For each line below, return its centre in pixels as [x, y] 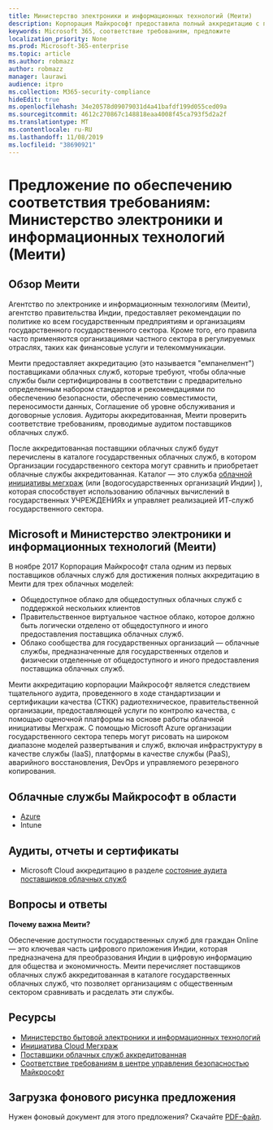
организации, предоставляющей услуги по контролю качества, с [122, 710]
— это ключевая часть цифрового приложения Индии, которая [118, 948]
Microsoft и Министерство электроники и [120, 534]
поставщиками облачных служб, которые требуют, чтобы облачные [127, 372]
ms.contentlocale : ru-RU [50, 130]
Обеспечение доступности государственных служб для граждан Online [133, 940]
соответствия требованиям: [110, 202]
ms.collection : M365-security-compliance [80, 92]
